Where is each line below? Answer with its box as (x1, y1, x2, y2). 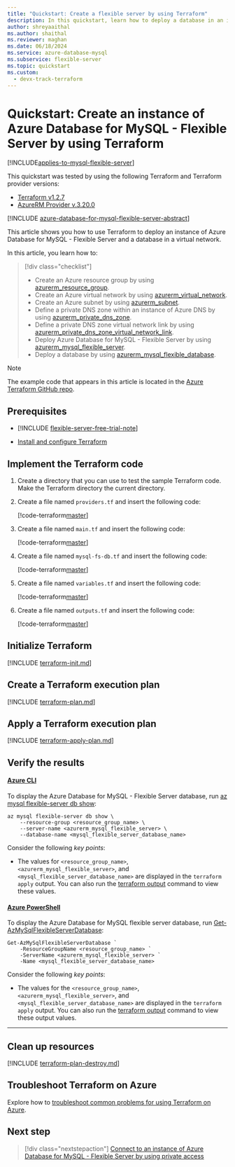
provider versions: (7, 179, 59, 188)
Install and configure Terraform (17, 437, 107, 446)
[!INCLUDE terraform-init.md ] (7, 658, 92, 667)
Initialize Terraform (7, 640, 92, 652)
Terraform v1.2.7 (17, 193, 65, 202)
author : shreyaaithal (7, 23, 71, 30)
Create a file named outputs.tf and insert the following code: (17, 606, 194, 614)
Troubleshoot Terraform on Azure (7, 1079, 157, 1091)
